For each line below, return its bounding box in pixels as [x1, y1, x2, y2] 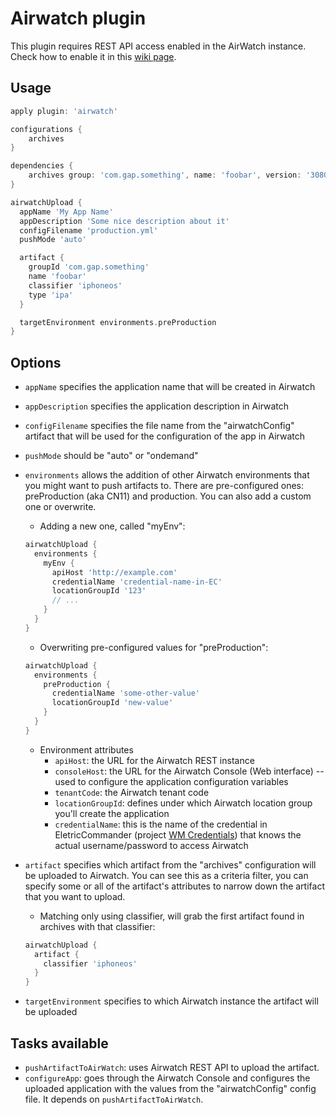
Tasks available [10, 1035, 109, 1052]
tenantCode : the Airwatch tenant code [54, 786, 210, 798]
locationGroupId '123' [51, 586, 147, 596]
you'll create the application [54, 807, 170, 819]
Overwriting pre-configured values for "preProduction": [39, 641, 269, 653]
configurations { [10, 124, 83, 134]
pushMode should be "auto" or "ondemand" [24, 450, 199, 462]
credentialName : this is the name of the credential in [54, 818, 268, 830]
